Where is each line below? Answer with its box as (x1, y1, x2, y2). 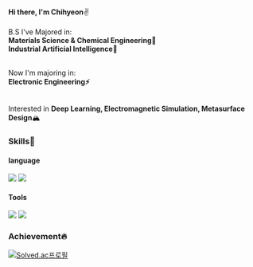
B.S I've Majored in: (8, 27, 72, 37)
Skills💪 (8, 135, 36, 147)
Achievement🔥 (8, 231, 68, 242)
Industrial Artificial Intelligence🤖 (8, 44, 118, 53)
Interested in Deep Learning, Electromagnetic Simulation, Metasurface (8, 104, 245, 113)
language (8, 155, 41, 165)
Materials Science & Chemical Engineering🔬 (8, 36, 157, 45)
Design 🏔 (8, 113, 41, 122)
